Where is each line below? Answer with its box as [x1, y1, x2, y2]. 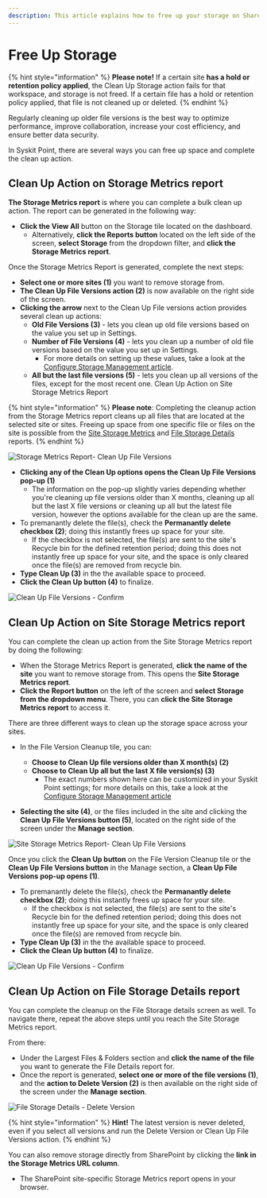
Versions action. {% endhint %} [8, 1134, 111, 1144]
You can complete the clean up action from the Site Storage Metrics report [8, 637, 253, 646]
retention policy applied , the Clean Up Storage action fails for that [8, 80, 226, 90]
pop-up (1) [19, 476, 56, 486]
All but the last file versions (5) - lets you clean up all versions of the [31, 370, 258, 380]
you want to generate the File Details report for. [19, 1062, 175, 1071]
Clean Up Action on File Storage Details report [8, 984, 241, 998]
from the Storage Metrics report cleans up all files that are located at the [8, 411, 245, 421]
